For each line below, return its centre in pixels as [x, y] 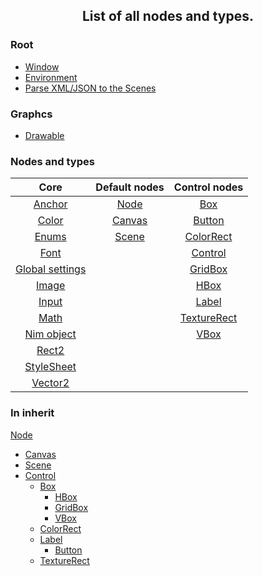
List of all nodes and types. [168, 16]
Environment [51, 77]
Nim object [50, 334]
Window [42, 66]
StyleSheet [50, 367]
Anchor [50, 204]
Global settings [51, 269]
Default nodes [130, 187]
